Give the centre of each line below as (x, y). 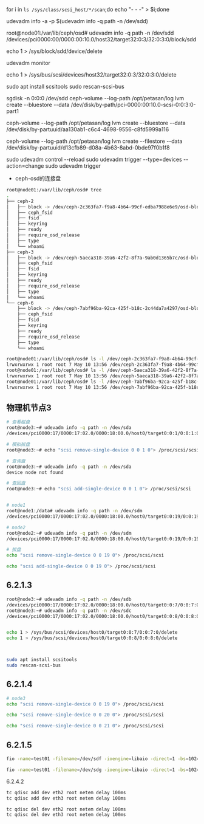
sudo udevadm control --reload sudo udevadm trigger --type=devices (94, 159)
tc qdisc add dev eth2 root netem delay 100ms (66, 792)
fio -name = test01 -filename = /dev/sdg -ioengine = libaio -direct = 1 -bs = (97, 770)
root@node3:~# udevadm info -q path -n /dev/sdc (69, 611)
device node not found (35, 472)
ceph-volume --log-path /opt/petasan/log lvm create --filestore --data (94, 141)
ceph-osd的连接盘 (38, 178)
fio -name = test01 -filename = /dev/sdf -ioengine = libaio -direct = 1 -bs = (97, 759)
